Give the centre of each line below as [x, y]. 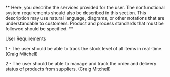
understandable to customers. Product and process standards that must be [84, 23]
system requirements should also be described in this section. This [76, 13]
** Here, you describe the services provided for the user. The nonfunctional [85, 7]
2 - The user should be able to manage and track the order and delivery [81, 64]
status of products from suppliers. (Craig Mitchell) [58, 69]
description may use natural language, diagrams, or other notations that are [85, 18]
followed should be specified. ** [39, 29]
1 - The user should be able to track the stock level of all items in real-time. [84, 48]
